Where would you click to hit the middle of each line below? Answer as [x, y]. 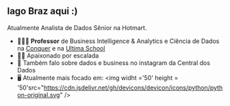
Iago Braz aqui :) [42, 11]
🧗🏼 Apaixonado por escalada [58, 55]
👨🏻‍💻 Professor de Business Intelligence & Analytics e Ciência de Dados [118, 41]
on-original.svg [38, 94]
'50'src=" [30, 88]
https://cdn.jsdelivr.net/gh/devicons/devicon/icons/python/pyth [133, 88]
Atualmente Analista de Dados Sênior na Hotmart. [77, 27]
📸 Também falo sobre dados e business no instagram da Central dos [114, 63]
